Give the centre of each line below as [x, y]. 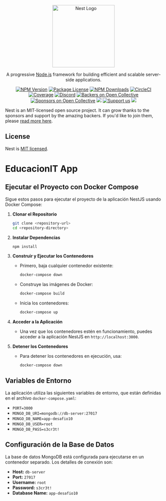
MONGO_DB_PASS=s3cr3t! [36, 429]
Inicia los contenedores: [44, 303]
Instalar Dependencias [36, 238]
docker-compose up [39, 312]
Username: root [29, 482]
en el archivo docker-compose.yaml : [41, 398]
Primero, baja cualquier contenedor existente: [66, 266]
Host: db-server [29, 472]
